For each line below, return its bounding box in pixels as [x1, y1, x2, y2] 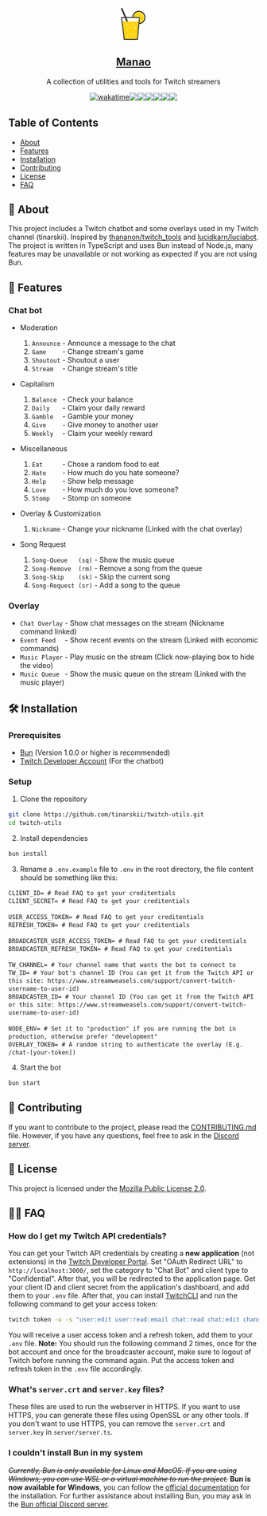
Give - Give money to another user [31, 420, 159, 430]
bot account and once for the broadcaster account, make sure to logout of [8, 1347, 252, 1357]
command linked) [19, 626, 77, 637]
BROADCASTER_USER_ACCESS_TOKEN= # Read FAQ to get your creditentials [8, 937, 247, 945]
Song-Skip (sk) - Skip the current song [31, 572, 171, 582]
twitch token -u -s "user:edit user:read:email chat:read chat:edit [8, 1316, 240, 1324]
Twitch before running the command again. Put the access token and [8, 1356, 234, 1365]
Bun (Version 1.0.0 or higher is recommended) [19, 748, 171, 757]
